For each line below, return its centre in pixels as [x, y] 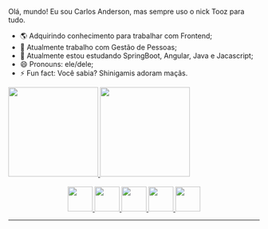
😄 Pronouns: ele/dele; [57, 64]
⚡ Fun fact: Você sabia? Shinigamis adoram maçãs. [104, 73]
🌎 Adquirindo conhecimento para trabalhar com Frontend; [116, 36]
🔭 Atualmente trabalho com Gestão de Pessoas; [98, 47]
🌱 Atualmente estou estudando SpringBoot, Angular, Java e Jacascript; [136, 56]
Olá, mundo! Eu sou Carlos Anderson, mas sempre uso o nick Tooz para [126, 12]
